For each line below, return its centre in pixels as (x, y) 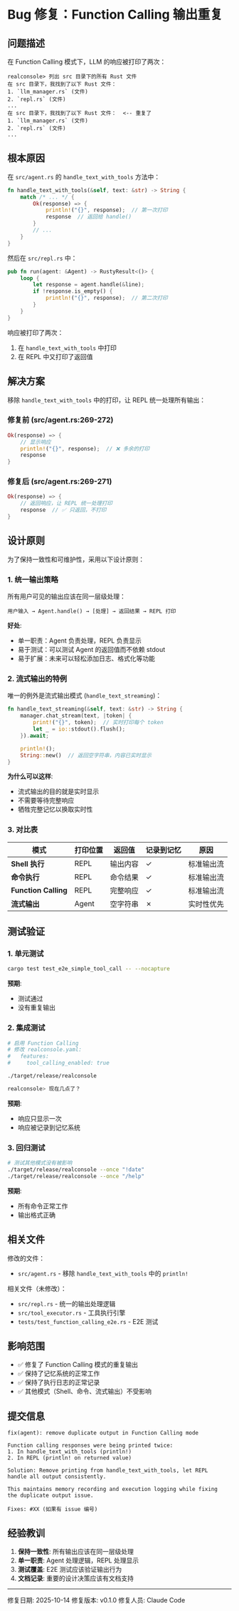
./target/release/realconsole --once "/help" (76, 1176)
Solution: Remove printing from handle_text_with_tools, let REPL (108, 1471)
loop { (30, 278)
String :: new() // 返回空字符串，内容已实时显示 (86, 755)
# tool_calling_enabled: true (59, 1063)
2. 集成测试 (26, 1028)
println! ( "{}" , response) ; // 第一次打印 (107, 210)
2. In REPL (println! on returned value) (70, 1458)
